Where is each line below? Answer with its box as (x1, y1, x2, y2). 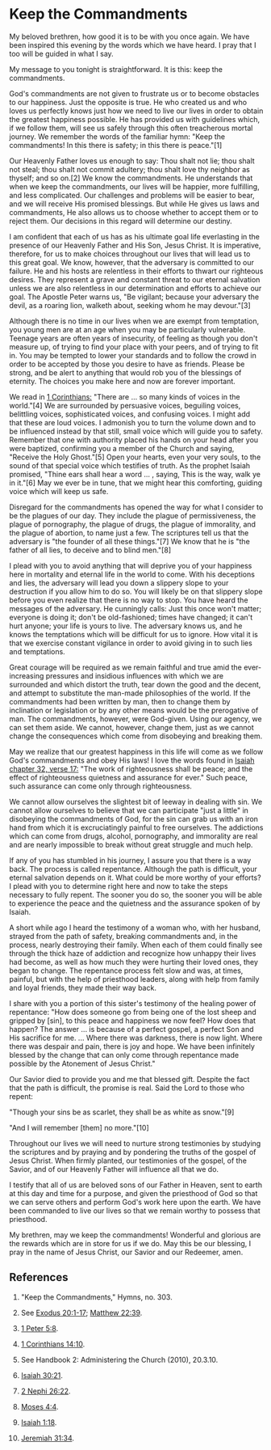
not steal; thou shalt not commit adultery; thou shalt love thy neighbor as (9, 164, 251, 174)
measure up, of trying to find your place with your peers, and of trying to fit (9, 341, 259, 352)
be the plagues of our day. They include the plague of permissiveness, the (9, 510, 256, 520)
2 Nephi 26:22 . (20, 1386, 71, 1396)
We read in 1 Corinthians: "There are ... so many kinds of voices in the (9, 391, 240, 401)
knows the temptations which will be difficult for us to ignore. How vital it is (9, 629, 259, 639)
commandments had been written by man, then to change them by (9, 696, 231, 706)
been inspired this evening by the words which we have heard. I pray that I (9, 40, 256, 49)
